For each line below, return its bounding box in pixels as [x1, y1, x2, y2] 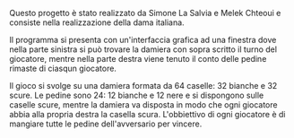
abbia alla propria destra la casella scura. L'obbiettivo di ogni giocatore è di [9, 109, 286, 119]
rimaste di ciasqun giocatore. [9, 63, 117, 73]
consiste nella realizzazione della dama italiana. [9, 17, 186, 28]
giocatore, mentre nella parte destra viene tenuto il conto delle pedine [9, 54, 267, 64]
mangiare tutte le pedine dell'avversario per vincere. [9, 118, 203, 129]
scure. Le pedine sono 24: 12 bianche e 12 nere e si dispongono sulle [9, 90, 264, 100]
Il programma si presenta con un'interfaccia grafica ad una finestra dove [9, 35, 277, 45]
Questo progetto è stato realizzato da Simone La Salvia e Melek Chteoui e [9, 8, 281, 18]
